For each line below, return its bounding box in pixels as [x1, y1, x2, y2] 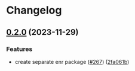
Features [6, 45, 33, 53]
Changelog [6, 4, 62, 17]
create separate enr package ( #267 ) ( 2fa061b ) [14, 58, 130, 65]
